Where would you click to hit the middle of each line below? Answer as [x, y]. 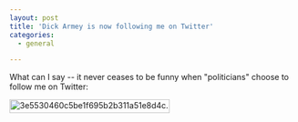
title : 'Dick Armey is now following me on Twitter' [112, 26]
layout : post [34, 18]
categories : [32, 35]
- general [36, 43]
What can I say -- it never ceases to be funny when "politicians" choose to [149, 77]
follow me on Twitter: [49, 86]
